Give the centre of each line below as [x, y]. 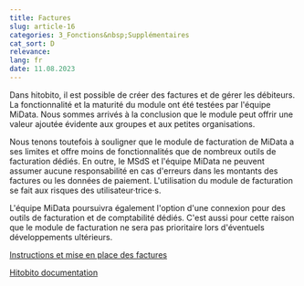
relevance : [30, 52]
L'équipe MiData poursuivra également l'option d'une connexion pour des [147, 207]
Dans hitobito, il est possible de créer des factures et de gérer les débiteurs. [152, 95]
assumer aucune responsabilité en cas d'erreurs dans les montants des [144, 171]
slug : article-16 [42, 26]
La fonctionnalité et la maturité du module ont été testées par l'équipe [140, 104]
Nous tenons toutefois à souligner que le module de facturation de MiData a [152, 142]
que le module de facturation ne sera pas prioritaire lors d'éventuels [137, 227]
